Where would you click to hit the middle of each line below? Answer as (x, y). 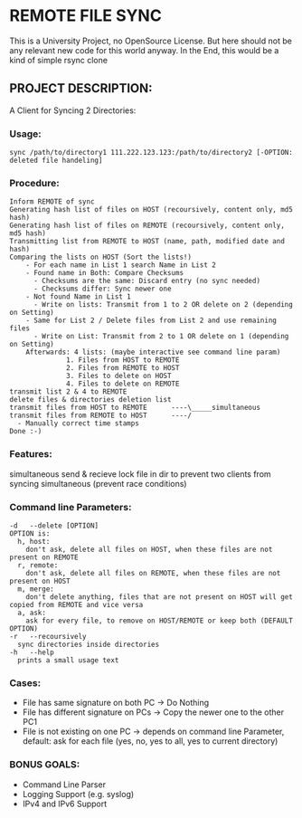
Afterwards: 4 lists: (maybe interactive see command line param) (153, 352)
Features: (31, 454)
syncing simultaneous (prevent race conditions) (98, 483)
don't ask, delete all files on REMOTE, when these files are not (153, 573)
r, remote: (38, 565)
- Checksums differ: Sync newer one (102, 289)
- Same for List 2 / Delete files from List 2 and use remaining (151, 321)
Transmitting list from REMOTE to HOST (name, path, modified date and (147, 242)
